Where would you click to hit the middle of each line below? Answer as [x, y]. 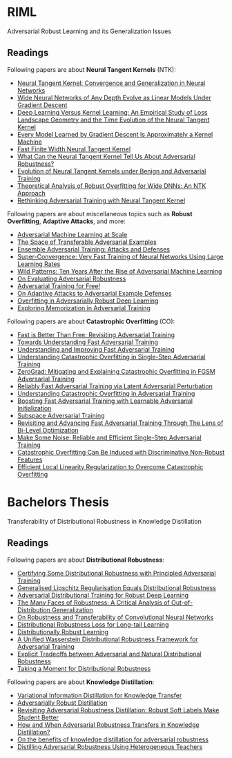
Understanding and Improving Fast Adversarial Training [96, 349]
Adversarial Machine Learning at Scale [72, 234]
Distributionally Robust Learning [63, 632]
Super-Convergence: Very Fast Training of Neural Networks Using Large [120, 256]
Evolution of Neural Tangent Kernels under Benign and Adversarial [112, 171]
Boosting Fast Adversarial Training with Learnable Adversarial [105, 401]
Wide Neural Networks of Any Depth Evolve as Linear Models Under [114, 97]
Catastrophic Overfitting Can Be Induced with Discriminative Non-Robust [121, 452]
